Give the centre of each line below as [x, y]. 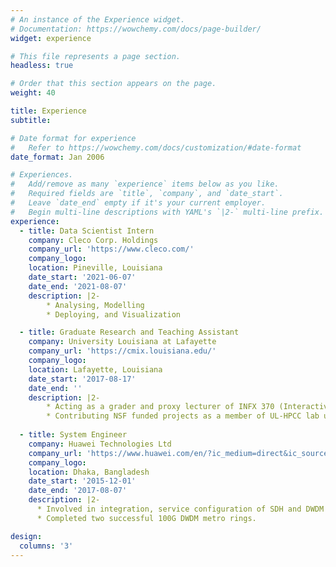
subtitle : [31, 120]
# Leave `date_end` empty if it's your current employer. [138, 203]
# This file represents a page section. [96, 56]
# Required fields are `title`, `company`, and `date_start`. [147, 194]
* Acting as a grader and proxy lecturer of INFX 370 [160, 407]
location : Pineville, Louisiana [95, 268]
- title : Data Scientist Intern [87, 231]
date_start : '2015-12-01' [82, 481]
